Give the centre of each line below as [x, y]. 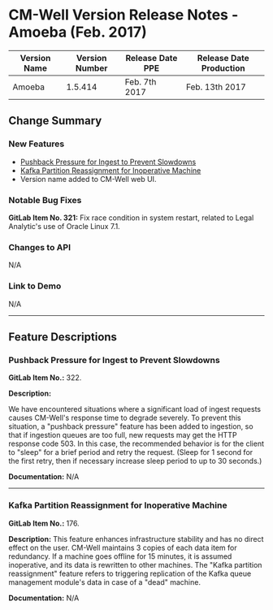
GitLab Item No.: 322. [45, 378]
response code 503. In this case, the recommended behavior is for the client [136, 443]
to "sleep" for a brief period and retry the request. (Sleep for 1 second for [131, 452]
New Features [37, 144]
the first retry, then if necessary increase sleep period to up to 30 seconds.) [135, 461]
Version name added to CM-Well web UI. [88, 179]
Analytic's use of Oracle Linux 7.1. [64, 226]
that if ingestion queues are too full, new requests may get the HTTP [123, 435]
